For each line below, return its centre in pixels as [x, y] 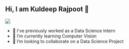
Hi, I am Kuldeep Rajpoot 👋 [47, 9]
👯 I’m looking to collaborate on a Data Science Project [68, 41]
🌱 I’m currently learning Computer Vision [54, 36]
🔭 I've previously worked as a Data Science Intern [64, 30]
